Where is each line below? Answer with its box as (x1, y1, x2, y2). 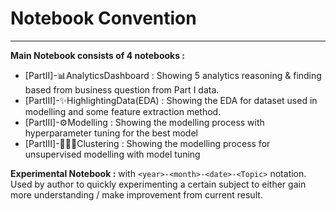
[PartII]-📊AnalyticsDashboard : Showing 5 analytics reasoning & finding (24, 69, 322, 81)
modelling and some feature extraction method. (24, 105, 222, 117)
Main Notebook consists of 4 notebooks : (10, 49, 186, 61)
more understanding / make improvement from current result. (10, 188, 263, 201)
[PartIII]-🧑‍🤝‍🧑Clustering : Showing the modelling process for (24, 137, 271, 149)
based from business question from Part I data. (24, 83, 220, 96)
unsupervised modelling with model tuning (24, 148, 201, 160)
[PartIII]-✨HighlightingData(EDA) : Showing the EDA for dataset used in (24, 94, 318, 106)
